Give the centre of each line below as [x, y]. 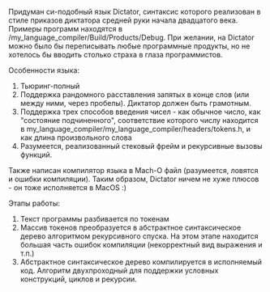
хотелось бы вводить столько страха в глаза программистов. [116, 55]
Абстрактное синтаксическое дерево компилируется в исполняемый [141, 262]
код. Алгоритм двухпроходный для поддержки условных [119, 271]
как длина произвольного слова [76, 138]
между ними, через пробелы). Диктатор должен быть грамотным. [135, 103]
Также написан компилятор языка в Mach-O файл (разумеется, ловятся [133, 170]
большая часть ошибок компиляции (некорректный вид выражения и [141, 245]
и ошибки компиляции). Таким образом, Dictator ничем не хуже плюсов [134, 179]
